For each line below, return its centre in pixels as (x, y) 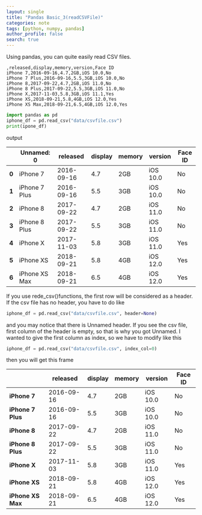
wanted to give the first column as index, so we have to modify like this (94, 337)
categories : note (28, 23)
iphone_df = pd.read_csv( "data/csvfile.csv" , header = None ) (82, 313)
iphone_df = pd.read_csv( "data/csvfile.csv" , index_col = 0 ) (82, 349)
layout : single (25, 12)
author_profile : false (35, 34)
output (14, 137)
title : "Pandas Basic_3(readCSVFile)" (55, 17)
